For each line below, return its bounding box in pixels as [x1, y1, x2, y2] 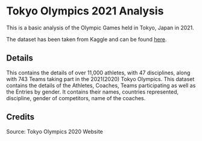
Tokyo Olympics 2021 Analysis [6, 4, 164, 18]
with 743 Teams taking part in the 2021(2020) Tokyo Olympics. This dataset [6, 75, 195, 82]
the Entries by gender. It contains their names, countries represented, [6, 88, 179, 95]
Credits [6, 112, 35, 122]
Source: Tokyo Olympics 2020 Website [6, 128, 104, 135]
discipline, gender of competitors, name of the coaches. [6, 94, 146, 101]
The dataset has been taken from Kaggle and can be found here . [6, 35, 167, 43]
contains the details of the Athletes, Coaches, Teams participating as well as [6, 82, 196, 89]
